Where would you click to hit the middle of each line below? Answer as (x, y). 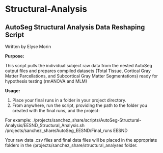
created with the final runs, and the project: (56, 111)
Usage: (13, 91)
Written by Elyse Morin (28, 47)
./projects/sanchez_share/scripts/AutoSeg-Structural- (87, 120)
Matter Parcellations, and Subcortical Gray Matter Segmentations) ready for (81, 76)
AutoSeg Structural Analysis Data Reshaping (75, 27)
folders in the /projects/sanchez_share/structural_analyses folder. (71, 145)
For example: (18, 120)
